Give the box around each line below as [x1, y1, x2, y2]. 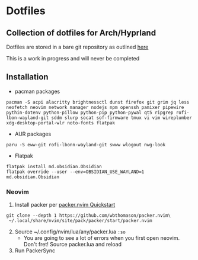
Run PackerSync [14, 247, 56, 254]
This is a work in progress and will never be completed [6, 55, 140, 62]
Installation [6, 72, 49, 82]
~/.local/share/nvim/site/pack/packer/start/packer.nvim [8, 218, 152, 224]
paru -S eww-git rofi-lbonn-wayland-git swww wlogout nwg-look [6, 142, 166, 147]
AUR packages [14, 130, 52, 137]
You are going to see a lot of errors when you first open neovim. [23, 235, 180, 242]
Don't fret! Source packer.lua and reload [23, 241, 122, 248]
